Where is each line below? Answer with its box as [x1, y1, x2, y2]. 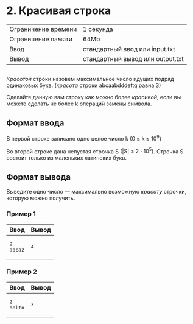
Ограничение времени [9, 25, 77, 33]
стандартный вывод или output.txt [83, 54, 184, 63]
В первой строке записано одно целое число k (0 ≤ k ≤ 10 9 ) [6, 134, 162, 142]
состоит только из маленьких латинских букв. [6, 154, 127, 161]
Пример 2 [6, 267, 38, 276]
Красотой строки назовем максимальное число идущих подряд [6, 76, 175, 83]
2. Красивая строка [6, 4, 111, 18]
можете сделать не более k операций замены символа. [6, 100, 152, 107]
